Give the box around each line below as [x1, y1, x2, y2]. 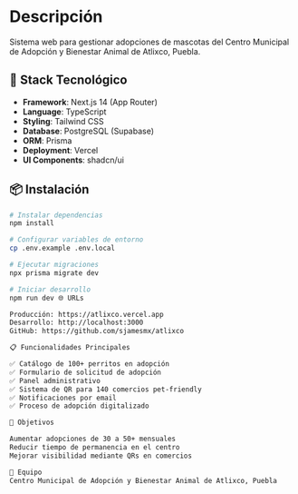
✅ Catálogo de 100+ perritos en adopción [9, 360, 170, 369]
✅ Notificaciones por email [9, 393, 118, 402]
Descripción [9, 6, 103, 27]
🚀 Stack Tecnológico [9, 73, 128, 88]
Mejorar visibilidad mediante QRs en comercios [9, 451, 193, 460]
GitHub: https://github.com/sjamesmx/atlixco [9, 327, 184, 336]
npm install [9, 219, 54, 228]
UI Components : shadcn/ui [22, 154, 125, 165]
